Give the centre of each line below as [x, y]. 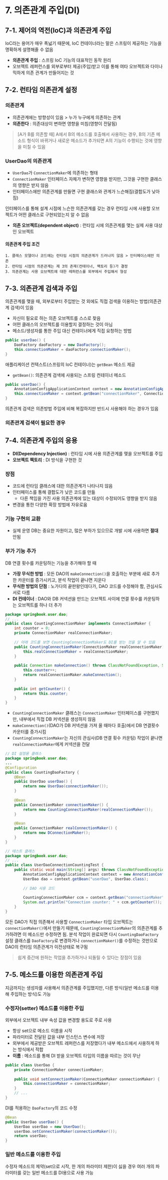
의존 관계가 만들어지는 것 [50, 73]
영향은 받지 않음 [33, 185]
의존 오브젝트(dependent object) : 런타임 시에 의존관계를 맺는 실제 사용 [83, 225]
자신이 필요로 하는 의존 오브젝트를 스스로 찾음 [56, 318]
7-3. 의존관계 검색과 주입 [41, 288]
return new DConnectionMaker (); [57, 833]
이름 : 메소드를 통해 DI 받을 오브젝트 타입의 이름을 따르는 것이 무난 [76, 1055]
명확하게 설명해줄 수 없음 [29, 50]
